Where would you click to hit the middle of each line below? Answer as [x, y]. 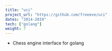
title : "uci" [19, 10]
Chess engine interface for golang [48, 43]
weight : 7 [16, 29]
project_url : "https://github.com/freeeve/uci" [57, 15]
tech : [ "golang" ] [24, 24]
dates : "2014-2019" [26, 19]
